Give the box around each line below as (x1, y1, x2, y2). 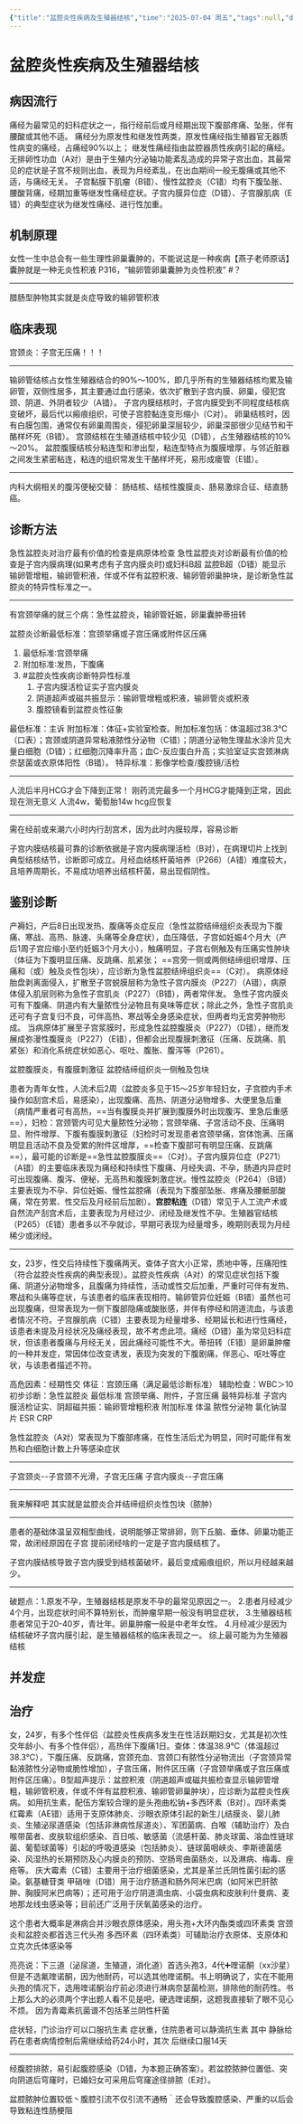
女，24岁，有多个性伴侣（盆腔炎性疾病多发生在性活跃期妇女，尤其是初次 (9, 1729, 280, 1741)
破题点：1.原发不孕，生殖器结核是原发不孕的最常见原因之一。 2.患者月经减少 (9, 1595, 293, 1606)
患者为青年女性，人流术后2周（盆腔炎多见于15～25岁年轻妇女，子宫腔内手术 (9, 1082, 293, 1094)
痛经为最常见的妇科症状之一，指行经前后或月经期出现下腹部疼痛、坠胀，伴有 (9, 119, 294, 130)
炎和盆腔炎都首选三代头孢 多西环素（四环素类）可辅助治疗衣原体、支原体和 (9, 1930, 289, 1940)
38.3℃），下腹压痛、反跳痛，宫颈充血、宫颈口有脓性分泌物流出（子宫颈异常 (9, 1751, 292, 1763)
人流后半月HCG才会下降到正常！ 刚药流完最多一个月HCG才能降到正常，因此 (9, 785, 292, 796)
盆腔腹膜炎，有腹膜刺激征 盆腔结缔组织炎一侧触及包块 (9, 1063, 209, 1074)
